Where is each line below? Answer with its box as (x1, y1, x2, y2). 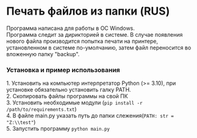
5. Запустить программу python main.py (6, 125, 110, 133)
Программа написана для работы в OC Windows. (6, 24, 135, 32)
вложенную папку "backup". (6, 50, 80, 57)
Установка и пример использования (6, 65, 120, 74)
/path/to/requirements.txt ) (6, 106, 77, 113)
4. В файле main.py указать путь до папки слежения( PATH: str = (6, 112, 174, 120)
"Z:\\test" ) (6, 118, 36, 126)
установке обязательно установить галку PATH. (6, 86, 131, 93)
